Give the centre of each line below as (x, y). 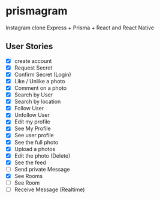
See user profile (34, 135)
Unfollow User (32, 115)
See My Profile (33, 129)
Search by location (37, 102)
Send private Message (42, 169)
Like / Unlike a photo (40, 81)
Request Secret (33, 68)
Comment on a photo (40, 88)
